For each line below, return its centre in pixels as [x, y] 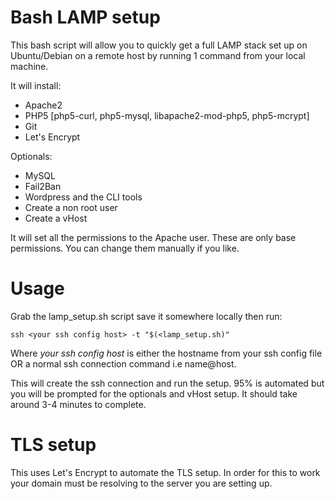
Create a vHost [56, 218]
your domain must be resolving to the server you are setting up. [141, 483]
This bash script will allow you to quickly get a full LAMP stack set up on [159, 45]
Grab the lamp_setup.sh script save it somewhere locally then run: [146, 316]
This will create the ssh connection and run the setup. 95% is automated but [167, 383]
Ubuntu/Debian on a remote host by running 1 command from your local [158, 55]
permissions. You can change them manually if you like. [125, 248]
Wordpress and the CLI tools [83, 197]
